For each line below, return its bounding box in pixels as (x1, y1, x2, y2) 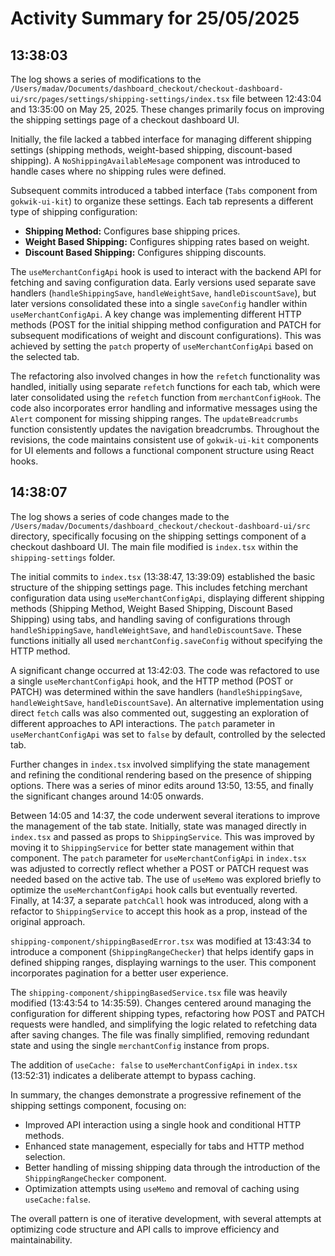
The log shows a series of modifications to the (10, 73, 202, 85)
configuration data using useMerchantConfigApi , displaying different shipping (10, 592, 325, 604)
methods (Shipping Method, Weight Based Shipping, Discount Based (10, 602, 293, 614)
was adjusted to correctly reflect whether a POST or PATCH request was (10, 862, 309, 874)
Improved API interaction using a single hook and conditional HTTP (24, 1118, 302, 1131)
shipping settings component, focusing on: (10, 1099, 187, 1111)
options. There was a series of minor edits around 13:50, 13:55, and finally (10, 779, 314, 791)
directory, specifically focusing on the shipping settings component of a (10, 530, 307, 542)
